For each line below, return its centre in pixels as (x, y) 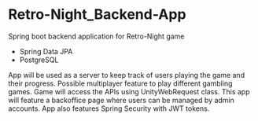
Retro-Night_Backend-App (97, 15)
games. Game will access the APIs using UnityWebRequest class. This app (129, 91)
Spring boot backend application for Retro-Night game (96, 36)
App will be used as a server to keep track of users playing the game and (127, 75)
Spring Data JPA (46, 51)
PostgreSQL (39, 60)
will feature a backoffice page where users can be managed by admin (121, 100)
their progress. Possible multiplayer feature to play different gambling (120, 83)
